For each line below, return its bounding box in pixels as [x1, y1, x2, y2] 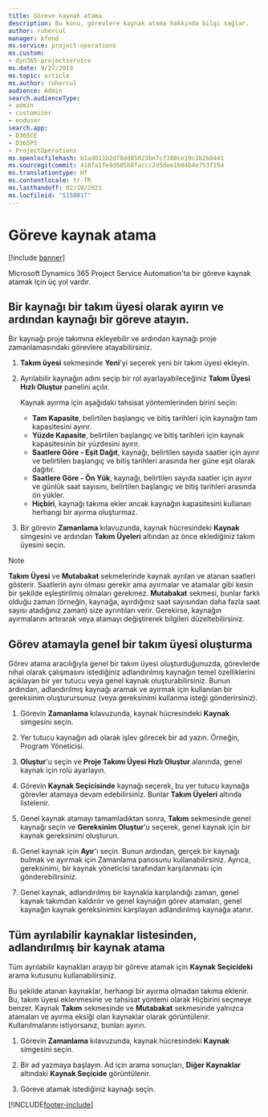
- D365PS [8, 138, 38, 147]
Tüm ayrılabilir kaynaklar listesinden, [8, 928, 197, 942]
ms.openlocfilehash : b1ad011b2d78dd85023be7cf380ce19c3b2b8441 [8, 154, 225, 162]
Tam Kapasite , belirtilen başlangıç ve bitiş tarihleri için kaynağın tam [31, 414, 258, 423]
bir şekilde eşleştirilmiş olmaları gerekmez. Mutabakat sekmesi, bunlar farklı [8, 588, 261, 598]
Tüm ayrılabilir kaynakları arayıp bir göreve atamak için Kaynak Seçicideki [8, 962, 254, 971]
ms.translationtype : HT [8, 169, 88, 177]
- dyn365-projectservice [8, 57, 91, 65]
